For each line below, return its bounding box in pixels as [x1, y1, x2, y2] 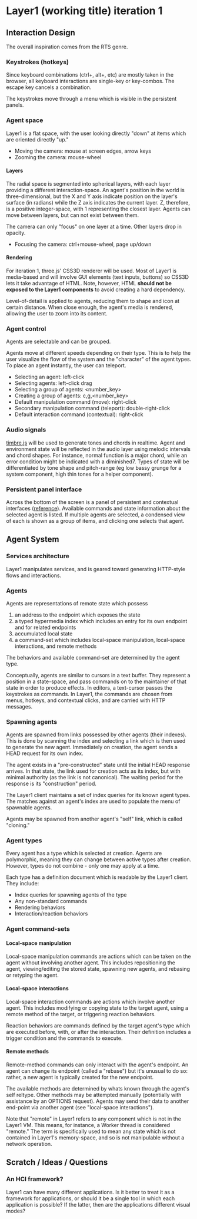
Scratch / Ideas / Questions [6, 1157, 108, 1168]
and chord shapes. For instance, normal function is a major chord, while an [6, 452, 188, 459]
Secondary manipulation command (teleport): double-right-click [14, 405, 171, 412]
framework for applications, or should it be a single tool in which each [6, 1195, 175, 1202]
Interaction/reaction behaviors [14, 910, 88, 917]
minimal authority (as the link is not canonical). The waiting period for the [6, 774, 183, 781]
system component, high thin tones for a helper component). [6, 470, 153, 477]
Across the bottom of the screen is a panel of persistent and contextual [6, 498, 179, 505]
